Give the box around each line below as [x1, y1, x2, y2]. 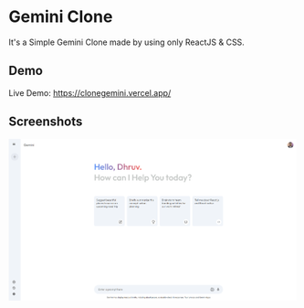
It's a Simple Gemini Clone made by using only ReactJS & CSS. [8, 37, 246, 48]
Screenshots [8, 114, 83, 130]
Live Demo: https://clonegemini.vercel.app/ [8, 87, 172, 98]
